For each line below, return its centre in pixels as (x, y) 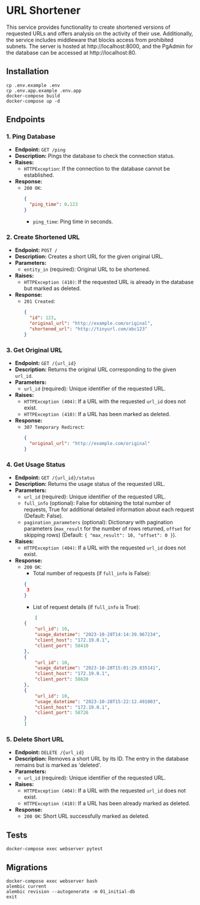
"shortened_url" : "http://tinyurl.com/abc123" (88, 329)
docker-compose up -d (33, 101)
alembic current (26, 886)
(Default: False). (43, 516)
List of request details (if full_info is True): (87, 607)
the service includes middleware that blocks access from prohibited (90, 40)
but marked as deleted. (52, 288)
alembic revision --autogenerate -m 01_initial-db (71, 892)
